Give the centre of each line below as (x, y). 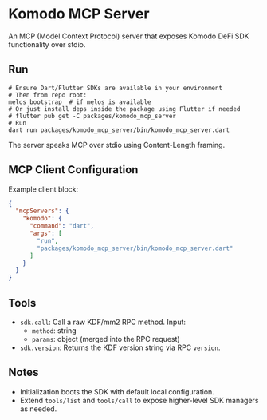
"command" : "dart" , (61, 226)
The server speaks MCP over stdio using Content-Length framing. (117, 145)
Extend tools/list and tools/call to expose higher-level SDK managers (139, 400)
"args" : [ (45, 234)
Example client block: (43, 189)
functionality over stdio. (47, 44)
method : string (54, 331)
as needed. (38, 409)
